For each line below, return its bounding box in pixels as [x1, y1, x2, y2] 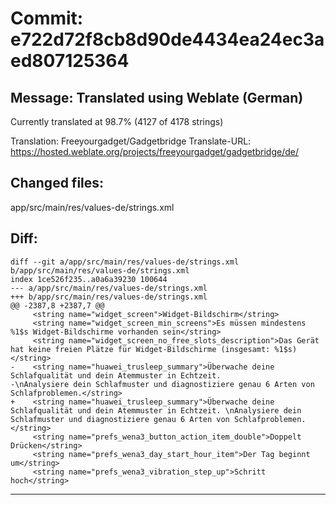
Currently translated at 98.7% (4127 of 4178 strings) [10, 116, 224, 127]
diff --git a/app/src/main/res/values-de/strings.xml [10, 257, 240, 267]
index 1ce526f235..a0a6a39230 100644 [10, 274, 168, 284]
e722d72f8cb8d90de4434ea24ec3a [10, 28, 325, 51]
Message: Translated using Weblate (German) [10, 89, 304, 106]
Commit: [10, 7, 84, 30]
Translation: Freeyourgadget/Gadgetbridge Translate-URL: [10, 135, 252, 147]
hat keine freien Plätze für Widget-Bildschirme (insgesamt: [10, 344, 271, 354]
